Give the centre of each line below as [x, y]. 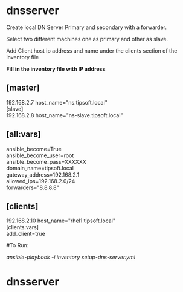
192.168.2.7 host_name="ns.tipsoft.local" [57, 102]
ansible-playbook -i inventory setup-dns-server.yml [71, 257]
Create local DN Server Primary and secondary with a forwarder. [87, 27]
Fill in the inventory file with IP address [56, 69]
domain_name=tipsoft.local [40, 168]
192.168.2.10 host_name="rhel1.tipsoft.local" [61, 221]
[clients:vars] [23, 227]
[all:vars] [24, 135]
